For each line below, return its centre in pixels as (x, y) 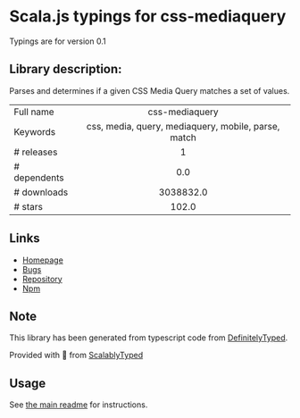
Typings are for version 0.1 (58, 41)
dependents (39, 178)
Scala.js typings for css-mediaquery (148, 17)
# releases (36, 152)
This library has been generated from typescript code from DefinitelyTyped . (149, 338)
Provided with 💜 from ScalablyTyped (76, 355)
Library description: (66, 69)
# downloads (41, 192)
